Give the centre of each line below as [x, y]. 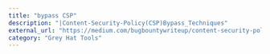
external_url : [32, 30]
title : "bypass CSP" [43, 15]
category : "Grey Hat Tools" [55, 38]
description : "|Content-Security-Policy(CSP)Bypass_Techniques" [118, 23]
